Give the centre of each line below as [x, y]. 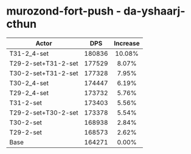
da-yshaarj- [155, 11]
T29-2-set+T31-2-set [44, 63]
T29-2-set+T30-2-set [44, 112]
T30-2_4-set [29, 83]
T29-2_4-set [29, 93]
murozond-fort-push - [64, 11]
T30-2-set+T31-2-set [44, 73]
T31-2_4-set [29, 53]
